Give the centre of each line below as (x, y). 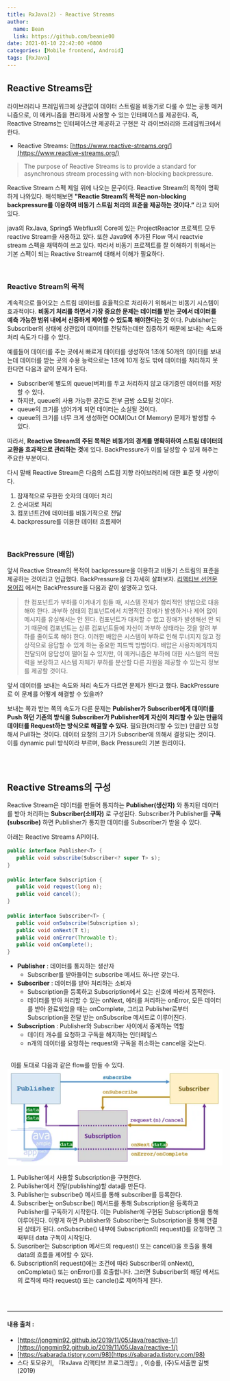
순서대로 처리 (35, 504)
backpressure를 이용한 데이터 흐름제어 (69, 521)
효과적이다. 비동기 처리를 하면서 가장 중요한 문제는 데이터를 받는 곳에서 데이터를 (112, 311)
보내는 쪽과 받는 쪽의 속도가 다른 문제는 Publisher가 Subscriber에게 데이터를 (111, 709)
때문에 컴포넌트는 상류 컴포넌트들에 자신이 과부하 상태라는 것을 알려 (121, 628)
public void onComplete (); (55, 945)
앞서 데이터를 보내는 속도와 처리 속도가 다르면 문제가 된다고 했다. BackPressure (113, 686)
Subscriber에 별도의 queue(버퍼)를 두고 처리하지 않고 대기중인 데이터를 (113, 383)
